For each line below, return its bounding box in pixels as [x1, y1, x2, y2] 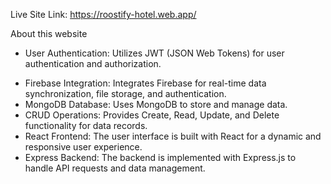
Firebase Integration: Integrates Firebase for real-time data [24, 77, 267, 89]
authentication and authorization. [24, 58, 162, 69]
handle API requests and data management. [24, 162, 206, 174]
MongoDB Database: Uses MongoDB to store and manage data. [24, 99, 288, 110]
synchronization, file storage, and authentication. [24, 88, 227, 99]
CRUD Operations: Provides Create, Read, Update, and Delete [24, 109, 280, 121]
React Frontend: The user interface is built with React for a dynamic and [24, 130, 322, 142]
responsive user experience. [24, 141, 143, 153]
